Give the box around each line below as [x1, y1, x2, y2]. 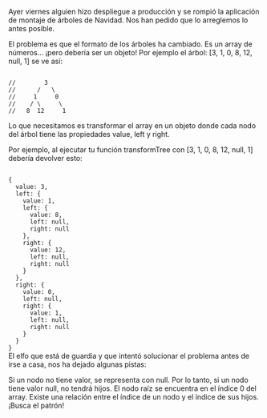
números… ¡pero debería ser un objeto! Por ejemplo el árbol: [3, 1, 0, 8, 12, [8, 48, 253, 57]
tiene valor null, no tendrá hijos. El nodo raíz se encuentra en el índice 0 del [8, 384, 257, 393]
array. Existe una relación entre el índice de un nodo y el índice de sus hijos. [8, 392, 259, 401]
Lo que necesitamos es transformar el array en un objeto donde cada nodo [8, 121, 257, 131]
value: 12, [29, 246, 67, 254]
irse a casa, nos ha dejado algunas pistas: [8, 360, 147, 369]
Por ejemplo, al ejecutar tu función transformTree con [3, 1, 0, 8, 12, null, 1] [8, 145, 253, 155]
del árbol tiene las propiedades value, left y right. [8, 130, 170, 139]
